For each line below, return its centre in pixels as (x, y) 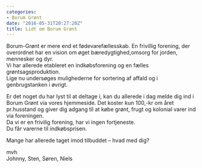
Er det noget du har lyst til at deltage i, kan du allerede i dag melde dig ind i (100, 96)
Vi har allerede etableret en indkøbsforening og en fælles (78, 66)
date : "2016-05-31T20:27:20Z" (45, 23)
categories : (21, 12)
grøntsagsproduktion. (33, 72)
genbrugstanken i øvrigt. (37, 85)
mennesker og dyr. (30, 59)
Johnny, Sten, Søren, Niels (40, 159)
